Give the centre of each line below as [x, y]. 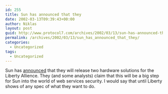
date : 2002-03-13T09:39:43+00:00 [40, 19]
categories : [17, 42]
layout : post [19, 28]
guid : [11, 33]
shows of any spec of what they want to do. [50, 86]
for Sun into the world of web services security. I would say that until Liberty [84, 81]
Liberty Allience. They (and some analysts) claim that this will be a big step [82, 76]
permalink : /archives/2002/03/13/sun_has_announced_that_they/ [72, 38]
